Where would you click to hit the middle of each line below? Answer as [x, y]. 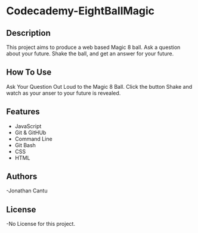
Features [23, 112]
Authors [22, 177]
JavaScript [28, 126]
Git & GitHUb [30, 132]
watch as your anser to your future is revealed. [64, 93]
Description [28, 33]
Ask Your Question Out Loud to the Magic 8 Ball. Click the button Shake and [99, 86]
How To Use [29, 72]
